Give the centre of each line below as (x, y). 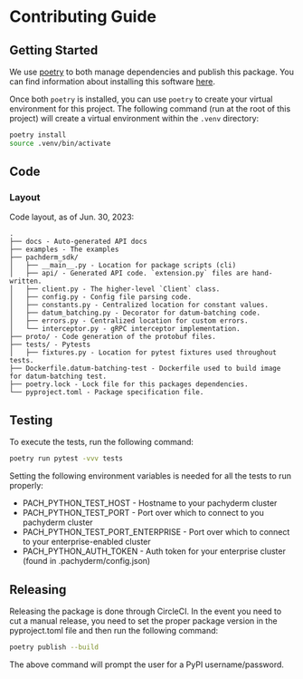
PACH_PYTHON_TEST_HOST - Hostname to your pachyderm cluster (150, 503)
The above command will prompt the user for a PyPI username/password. (147, 664)
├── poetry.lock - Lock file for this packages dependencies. (129, 384)
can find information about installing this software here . (112, 82)
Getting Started (54, 50)
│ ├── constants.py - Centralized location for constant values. (139, 306)
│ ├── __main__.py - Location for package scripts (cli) (123, 266)
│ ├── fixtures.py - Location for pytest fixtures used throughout (143, 353)
